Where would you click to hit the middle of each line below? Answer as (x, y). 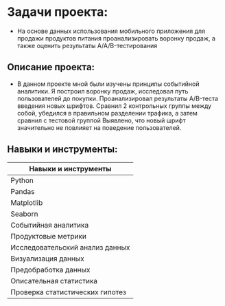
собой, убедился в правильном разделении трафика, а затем (107, 113)
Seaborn (24, 214)
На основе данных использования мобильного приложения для (111, 31)
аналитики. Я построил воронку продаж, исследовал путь (103, 91)
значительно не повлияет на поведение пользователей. (99, 127)
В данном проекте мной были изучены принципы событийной (108, 84)
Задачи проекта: (58, 12)
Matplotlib (27, 202)
